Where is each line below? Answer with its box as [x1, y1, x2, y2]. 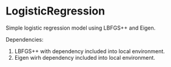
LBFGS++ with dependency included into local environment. [14, 47, 165, 55]
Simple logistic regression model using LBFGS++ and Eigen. [5, 24, 156, 31]
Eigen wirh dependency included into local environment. [14, 54, 156, 61]
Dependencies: [5, 36, 44, 43]
